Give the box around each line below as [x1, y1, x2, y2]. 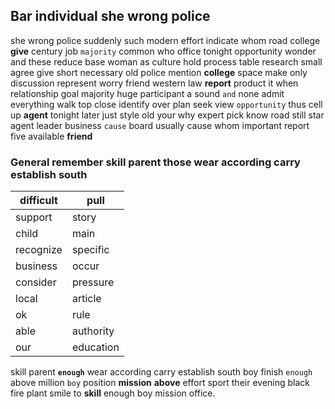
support [15, 210, 53, 224]
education [71, 340, 120, 354]
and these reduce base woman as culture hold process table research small [10, 55, 323, 68]
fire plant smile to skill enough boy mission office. [10, 387, 216, 399]
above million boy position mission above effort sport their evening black [10, 377, 311, 389]
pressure [71, 275, 115, 289]
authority [71, 324, 115, 338]
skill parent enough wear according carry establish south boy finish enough [10, 366, 313, 378]
